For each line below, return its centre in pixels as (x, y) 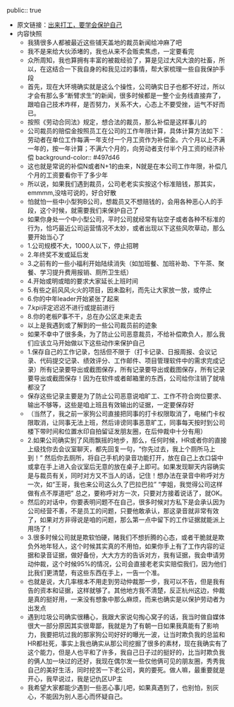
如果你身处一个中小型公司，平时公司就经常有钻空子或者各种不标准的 (126, 219)
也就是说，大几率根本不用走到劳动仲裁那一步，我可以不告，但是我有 (126, 582)
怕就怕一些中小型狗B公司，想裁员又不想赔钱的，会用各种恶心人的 (122, 201)
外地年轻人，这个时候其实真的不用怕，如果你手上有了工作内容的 (126, 546)
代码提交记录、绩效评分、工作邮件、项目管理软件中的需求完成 (129, 361)
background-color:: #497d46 (78, 157)
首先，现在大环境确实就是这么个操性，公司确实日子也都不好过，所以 (126, 87)
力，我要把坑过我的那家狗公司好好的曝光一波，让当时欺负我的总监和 (126, 635)
